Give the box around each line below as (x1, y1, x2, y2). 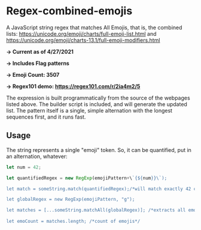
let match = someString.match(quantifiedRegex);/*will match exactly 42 (6, 186, 191, 192)
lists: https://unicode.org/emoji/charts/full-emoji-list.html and (6, 30, 157, 37)
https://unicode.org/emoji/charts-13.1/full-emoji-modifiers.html (6, 36, 160, 43)
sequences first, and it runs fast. (6, 113, 86, 120)
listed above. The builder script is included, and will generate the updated (6, 100, 187, 108)
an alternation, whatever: (6, 153, 68, 160)
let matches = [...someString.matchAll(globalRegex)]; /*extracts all (6, 207, 186, 213)
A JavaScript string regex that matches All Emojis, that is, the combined (6, 24, 182, 31)
